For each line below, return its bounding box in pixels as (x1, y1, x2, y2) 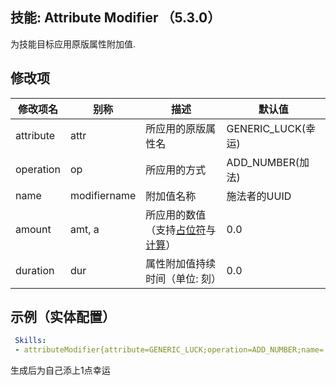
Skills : (14, 336, 47, 346)
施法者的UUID (226, 189, 292, 203)
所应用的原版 (145, 121, 207, 135)
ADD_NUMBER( (226, 155, 300, 169)
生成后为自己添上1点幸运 (10, 364, 111, 377)
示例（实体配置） (10, 309, 116, 326)
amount (15, 222, 52, 236)
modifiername (69, 188, 137, 202)
